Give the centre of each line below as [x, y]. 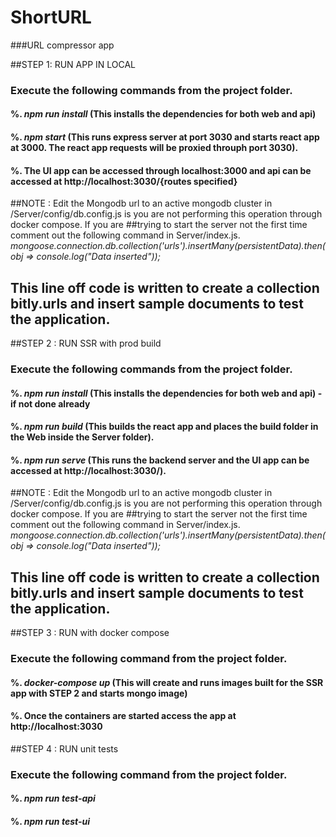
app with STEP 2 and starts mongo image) [99, 693]
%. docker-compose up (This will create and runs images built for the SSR [167, 682]
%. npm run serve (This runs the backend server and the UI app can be [160, 460]
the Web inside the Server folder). [82, 437]
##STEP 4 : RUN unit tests [64, 748]
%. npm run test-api [53, 798]
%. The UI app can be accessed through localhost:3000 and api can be [161, 170]
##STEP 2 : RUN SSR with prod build [86, 343]
